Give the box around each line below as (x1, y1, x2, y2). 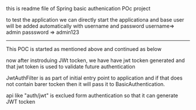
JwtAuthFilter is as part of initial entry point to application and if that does (6, 74, 183, 81)
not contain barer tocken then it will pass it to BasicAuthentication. (6, 81, 165, 87)
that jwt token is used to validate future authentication (6, 63, 135, 70)
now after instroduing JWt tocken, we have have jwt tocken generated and (6, 57, 185, 64)
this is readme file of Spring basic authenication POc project (6, 5, 150, 12)
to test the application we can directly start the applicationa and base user (6, 16, 185, 23)
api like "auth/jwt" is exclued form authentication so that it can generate (6, 92, 178, 99)
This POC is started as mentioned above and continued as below (6, 46, 162, 52)
